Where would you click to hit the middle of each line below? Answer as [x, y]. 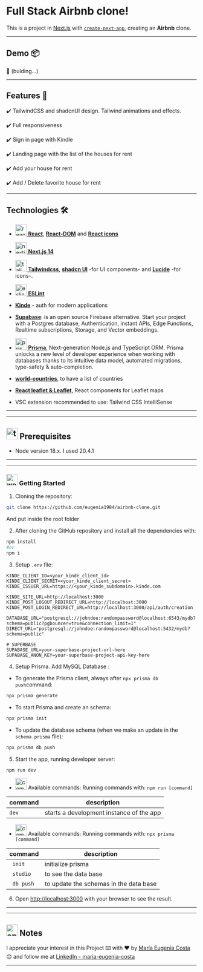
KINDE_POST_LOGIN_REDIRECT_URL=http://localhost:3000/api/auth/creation [100, 607]
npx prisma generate [32, 695]
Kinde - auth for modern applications [61, 305]
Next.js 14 [41, 252]
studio [22, 874]
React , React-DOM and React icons [73, 234]
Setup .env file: [34, 565]
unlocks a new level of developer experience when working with [95, 354]
